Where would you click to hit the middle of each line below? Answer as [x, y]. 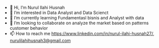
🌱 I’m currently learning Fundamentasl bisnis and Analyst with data [77, 18]
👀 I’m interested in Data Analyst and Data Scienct [59, 13]
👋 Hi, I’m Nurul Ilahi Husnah [37, 8]
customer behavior [29, 28]
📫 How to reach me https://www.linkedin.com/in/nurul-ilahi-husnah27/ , [82, 33]
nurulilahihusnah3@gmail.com [40, 40]
